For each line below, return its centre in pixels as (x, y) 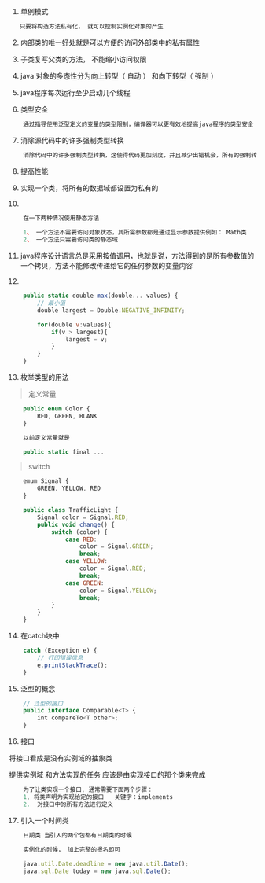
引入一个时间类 (44, 820)
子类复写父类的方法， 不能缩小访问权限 (83, 59)
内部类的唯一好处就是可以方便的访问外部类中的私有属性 (110, 42)
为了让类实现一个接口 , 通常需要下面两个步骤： (88, 789)
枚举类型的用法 (44, 377)
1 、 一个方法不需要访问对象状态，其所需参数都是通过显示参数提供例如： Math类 (135, 233)
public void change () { (76, 524)
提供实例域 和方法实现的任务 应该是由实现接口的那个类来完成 (107, 774)
